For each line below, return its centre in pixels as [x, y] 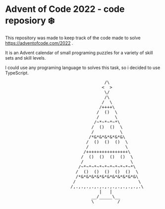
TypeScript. [17, 72]
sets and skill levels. [26, 58]
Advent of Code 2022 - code [65, 9]
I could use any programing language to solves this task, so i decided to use [83, 68]
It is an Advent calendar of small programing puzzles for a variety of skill [79, 53]
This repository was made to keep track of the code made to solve [73, 38]
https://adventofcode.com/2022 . [39, 43]
